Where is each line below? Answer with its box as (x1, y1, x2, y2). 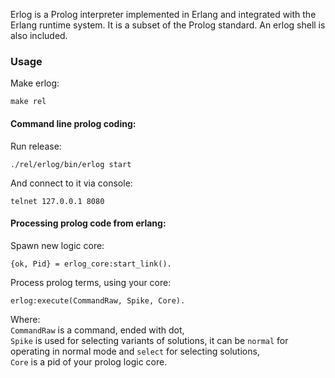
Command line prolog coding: (10, 117, 137, 129)
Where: (10, 313, 41, 325)
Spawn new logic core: (10, 239, 105, 251)
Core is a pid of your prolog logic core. (10, 355, 168, 368)
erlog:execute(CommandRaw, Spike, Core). (10, 295, 186, 306)
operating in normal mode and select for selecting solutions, (10, 345, 260, 357)
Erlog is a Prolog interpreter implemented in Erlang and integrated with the (10, 9, 317, 20)
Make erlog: (10, 77, 60, 89)
